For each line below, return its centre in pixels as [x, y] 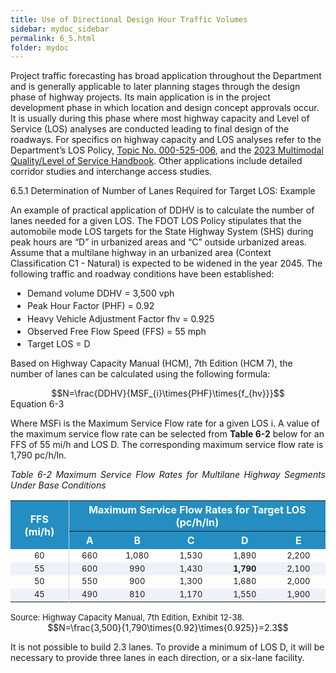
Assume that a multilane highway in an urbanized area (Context [141, 253]
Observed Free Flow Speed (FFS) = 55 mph [116, 331]
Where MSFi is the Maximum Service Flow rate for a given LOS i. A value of [165, 423]
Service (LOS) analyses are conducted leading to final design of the [150, 129]
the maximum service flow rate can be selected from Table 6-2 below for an [167, 434]
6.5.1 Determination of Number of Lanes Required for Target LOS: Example [163, 191]
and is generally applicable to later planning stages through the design [155, 87]
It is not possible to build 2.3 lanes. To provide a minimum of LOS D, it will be [167, 647]
